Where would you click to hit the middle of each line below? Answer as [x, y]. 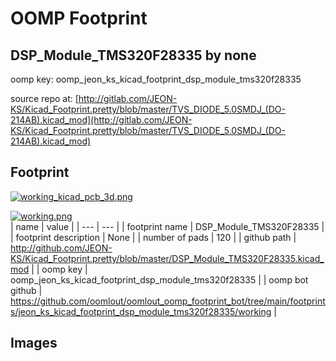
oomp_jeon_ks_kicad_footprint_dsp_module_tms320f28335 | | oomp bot [159, 279]
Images [34, 343]
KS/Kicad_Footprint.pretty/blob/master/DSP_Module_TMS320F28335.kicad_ [167, 258]
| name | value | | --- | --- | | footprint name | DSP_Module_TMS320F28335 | [167, 226]
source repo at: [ [44, 98]
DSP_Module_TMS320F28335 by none [133, 55]
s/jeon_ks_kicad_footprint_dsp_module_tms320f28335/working [141, 311]
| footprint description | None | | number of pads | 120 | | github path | [153, 237]
